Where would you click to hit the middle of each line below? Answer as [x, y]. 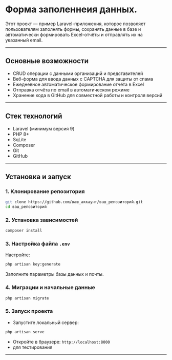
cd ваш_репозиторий [26, 207]
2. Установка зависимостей [42, 220]
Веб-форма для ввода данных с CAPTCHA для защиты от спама [83, 79]
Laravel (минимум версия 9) [44, 128]
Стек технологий [34, 116]
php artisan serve [25, 332]
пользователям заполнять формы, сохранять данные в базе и [73, 29]
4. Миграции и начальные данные [50, 288]
